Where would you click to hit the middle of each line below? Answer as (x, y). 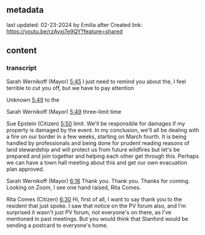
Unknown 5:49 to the (33, 100)
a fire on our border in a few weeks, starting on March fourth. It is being (96, 136)
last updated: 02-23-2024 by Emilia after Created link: (74, 24)
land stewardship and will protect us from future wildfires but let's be (93, 149)
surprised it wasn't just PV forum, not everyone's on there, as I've (89, 212)
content (22, 50)
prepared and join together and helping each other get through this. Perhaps (102, 156)
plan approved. (25, 169)
